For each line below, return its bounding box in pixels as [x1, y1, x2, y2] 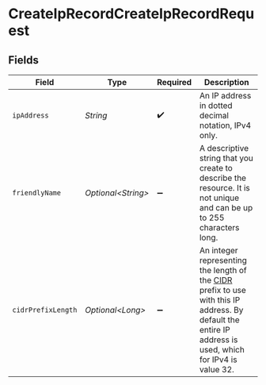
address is [199, 334, 238, 345]
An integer [199, 245, 239, 256]
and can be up [199, 202, 253, 213]
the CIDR [199, 275, 233, 286]
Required [157, 77, 192, 87]
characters [199, 222, 240, 233]
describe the [199, 172, 247, 183]
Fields [8, 53, 40, 67]
